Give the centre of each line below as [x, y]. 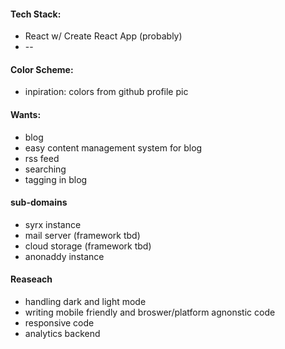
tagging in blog [56, 179]
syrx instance [53, 224]
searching [45, 169]
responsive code [59, 323]
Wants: [26, 114]
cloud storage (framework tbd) [88, 246]
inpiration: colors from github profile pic [106, 92]
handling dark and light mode [85, 302]
